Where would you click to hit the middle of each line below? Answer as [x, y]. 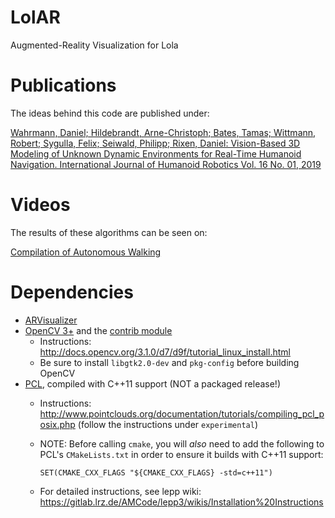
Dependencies [72, 292]
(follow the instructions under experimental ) [168, 424]
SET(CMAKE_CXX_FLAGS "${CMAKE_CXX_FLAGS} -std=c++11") [156, 472]
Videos [40, 205]
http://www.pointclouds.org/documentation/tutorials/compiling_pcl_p [182, 413]
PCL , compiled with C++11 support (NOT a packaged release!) [153, 383]
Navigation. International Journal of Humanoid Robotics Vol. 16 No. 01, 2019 [166, 164]
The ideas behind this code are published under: [110, 113]
